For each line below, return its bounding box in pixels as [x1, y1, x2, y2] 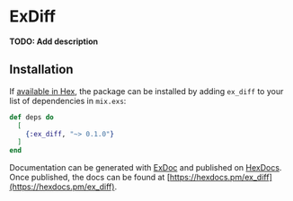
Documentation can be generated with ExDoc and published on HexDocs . [9, 162, 282, 173]
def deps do [9, 112, 54, 122]
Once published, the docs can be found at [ [9, 172, 171, 183]
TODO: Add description [9, 36, 99, 47]
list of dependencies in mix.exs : [9, 95, 127, 106]
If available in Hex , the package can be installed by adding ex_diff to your [9, 85, 284, 96]
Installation [9, 62, 74, 77]
